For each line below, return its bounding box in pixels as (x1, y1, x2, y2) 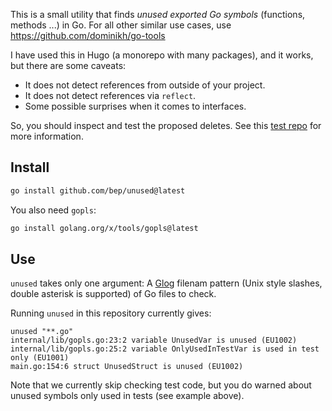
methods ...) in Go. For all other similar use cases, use (10, 19, 232, 31)
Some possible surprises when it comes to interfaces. (24, 100, 247, 112)
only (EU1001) (10, 353, 70, 363)
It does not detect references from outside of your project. (24, 79, 266, 91)
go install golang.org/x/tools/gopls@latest (10, 223, 199, 233)
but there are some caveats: (10, 60, 127, 71)
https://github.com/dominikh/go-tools (10, 30, 166, 41)
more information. (10, 130, 84, 142)
